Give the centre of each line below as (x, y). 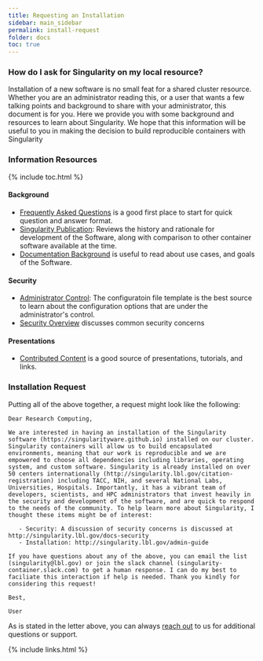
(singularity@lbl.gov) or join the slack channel (91, 563)
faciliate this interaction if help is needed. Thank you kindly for (124, 577)
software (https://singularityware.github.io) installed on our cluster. (131, 439)
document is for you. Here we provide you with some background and (121, 114)
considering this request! (52, 584)
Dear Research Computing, (50, 419)
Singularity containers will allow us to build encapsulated (110, 446)
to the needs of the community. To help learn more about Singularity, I (131, 508)
